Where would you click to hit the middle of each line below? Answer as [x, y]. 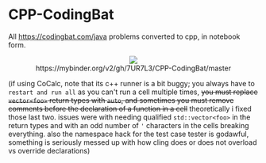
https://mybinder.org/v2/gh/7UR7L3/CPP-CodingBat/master [133, 68]
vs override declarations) [49, 150]
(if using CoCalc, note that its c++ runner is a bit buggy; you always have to [132, 83]
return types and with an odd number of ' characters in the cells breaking [129, 125]
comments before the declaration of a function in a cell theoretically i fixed [130, 108]
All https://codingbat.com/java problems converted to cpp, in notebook [124, 36]
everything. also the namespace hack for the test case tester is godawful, [129, 134]
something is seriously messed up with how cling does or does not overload [133, 142]
